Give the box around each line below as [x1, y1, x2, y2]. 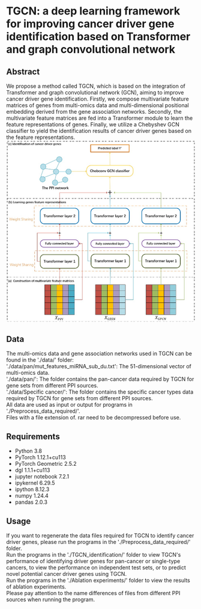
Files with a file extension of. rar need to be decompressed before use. [6, 414, 181, 421]
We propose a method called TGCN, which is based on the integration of [6, 82, 186, 90]
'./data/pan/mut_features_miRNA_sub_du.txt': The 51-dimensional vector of [6, 363, 192, 370]
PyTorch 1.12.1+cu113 [14, 454, 66, 461]
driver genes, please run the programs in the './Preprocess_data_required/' [6, 539, 191, 546]
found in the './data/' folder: [6, 356, 74, 363]
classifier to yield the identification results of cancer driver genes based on [6, 128, 192, 134]
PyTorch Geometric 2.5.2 [14, 460, 77, 468]
